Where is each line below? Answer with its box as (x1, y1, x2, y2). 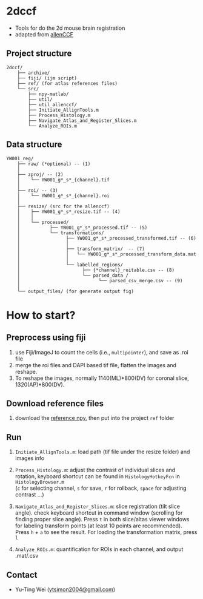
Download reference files (6, 398, 104, 408)
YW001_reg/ (6, 155, 34, 161)
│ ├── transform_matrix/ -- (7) (17, 246, 145, 252)
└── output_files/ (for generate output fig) (17, 288, 135, 294)
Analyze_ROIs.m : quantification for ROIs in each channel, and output (15, 546, 184, 553)
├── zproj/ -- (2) (17, 171, 64, 177)
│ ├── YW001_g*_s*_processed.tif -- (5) (17, 225, 148, 231)
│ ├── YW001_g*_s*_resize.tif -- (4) (17, 208, 121, 215)
